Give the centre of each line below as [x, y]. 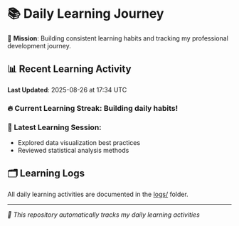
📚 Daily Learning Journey [86, 14]
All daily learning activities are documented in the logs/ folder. [98, 194]
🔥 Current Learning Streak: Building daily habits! [93, 108]
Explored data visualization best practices [79, 142]
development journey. [39, 45]
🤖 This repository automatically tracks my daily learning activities [104, 215]
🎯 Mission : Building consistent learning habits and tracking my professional [118, 38]
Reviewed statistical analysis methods [73, 150]
